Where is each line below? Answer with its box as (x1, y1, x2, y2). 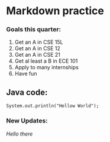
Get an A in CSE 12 (14, 45, 60, 52)
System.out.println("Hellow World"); (6, 103, 99, 109)
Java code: (6, 87, 48, 97)
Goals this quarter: (6, 25, 61, 34)
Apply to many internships (14, 64, 79, 71)
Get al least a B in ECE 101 (14, 57, 78, 64)
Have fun (14, 70, 37, 78)
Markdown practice (6, 4, 105, 18)
